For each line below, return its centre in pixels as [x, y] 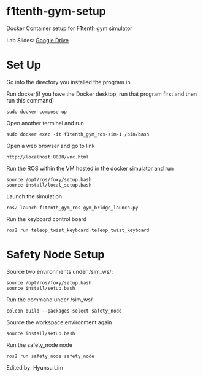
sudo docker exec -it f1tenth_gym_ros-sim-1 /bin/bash [78, 134]
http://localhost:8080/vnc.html [48, 157]
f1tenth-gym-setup [56, 11]
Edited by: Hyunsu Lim [35, 367]
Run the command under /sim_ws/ [50, 300]
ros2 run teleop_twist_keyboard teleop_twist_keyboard [78, 230]
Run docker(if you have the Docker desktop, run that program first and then [102, 94]
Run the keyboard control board [47, 219]
